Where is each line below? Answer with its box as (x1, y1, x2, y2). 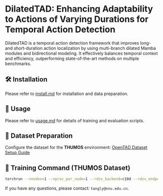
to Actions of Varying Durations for (5, 14, 149, 25)
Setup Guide (5, 149, 30, 156)
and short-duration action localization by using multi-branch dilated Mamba (5, 45, 156, 51)
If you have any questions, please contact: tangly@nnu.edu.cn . (5, 185, 129, 191)
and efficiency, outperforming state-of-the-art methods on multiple (5, 55, 139, 61)
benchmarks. (5, 61, 32, 66)
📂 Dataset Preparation (5, 131, 73, 140)
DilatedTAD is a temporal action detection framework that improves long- (5, 40, 151, 46)
